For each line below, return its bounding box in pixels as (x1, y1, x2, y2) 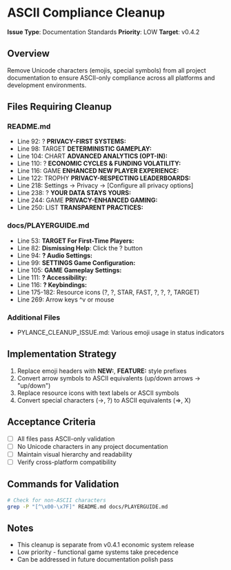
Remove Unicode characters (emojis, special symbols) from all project (7, 66, 207, 74)
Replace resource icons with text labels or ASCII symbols (17, 389, 179, 397)
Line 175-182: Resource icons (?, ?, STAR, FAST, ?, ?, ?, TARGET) (17, 288, 200, 296)
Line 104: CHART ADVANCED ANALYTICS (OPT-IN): (17, 152, 168, 160)
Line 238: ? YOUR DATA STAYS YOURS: (17, 189, 132, 197)
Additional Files (7, 313, 61, 322)
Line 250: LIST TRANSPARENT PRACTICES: (17, 203, 143, 212)
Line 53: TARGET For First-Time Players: (17, 237, 134, 245)
